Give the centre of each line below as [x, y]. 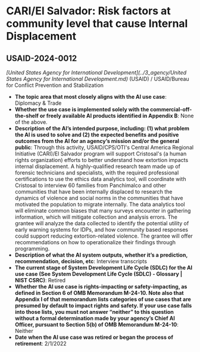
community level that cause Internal [97, 24]
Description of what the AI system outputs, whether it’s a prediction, [101, 255]
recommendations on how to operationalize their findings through [95, 242]
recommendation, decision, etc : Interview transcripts [81, 261]
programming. [32, 249]
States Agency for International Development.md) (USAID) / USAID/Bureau [98, 79]
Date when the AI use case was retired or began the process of [94, 337]
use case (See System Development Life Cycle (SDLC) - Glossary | [99, 274]
